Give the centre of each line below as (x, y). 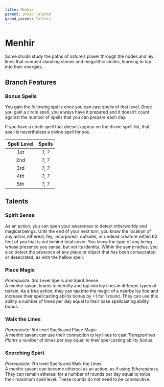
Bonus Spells (21, 96)
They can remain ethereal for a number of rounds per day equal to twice (78, 374)
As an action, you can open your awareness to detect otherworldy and (76, 226)
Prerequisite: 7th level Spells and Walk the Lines (53, 364)
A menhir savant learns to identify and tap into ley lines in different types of (81, 285)
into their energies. (24, 67)
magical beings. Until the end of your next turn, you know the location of (78, 231)
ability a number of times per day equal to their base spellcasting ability (77, 301)
